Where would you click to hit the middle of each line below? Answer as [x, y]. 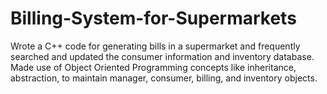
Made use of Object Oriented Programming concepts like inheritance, [153, 67]
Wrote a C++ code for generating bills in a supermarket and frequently [155, 46]
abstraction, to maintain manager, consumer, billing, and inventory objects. [164, 78]
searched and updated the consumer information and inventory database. [162, 56]
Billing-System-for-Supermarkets [153, 18]
